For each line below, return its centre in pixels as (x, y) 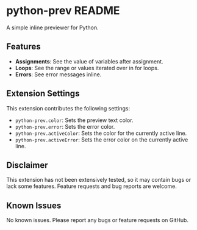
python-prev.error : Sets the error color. (65, 126)
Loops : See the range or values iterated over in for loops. (87, 68)
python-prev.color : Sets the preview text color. (74, 120)
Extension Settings (43, 94)
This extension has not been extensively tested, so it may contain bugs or (99, 180)
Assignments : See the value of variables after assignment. (89, 61)
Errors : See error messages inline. (58, 74)
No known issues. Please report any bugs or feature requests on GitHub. (98, 220)
